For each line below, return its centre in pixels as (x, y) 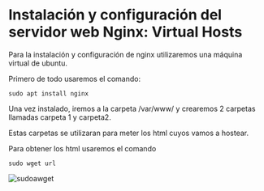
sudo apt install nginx (49, 93)
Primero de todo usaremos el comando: (74, 79)
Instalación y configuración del (115, 15)
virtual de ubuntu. (38, 63)
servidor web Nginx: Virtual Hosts (126, 32)
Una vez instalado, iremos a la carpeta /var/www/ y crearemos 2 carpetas (132, 108)
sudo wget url (32, 163)
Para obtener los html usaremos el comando (82, 148)
